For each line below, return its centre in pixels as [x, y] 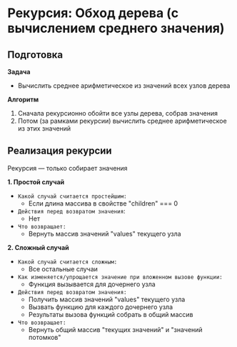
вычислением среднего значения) [116, 28]
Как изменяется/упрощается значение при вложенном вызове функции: [120, 277]
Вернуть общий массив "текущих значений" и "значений [115, 329]
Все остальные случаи [63, 268]
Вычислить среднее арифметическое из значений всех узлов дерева [124, 86]
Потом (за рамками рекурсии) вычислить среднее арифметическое [122, 121]
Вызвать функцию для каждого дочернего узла [101, 307]
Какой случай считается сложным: [67, 262]
